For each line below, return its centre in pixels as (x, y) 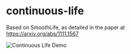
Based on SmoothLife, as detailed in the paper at (66, 27)
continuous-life (45, 11)
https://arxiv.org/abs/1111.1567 (42, 33)
